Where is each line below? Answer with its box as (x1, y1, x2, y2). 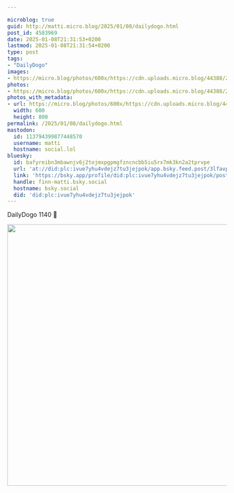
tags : (7, 55, 23, 63)
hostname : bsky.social (13, 185, 79, 192)
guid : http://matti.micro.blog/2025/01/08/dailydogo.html (7, 22, 179, 30)
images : (7, 68, 30, 75)
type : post (7, 49, 39, 56)
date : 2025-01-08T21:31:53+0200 (7, 36, 101, 43)
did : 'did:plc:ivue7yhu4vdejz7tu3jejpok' (13, 191, 136, 199)
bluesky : (7, 153, 33, 160)
